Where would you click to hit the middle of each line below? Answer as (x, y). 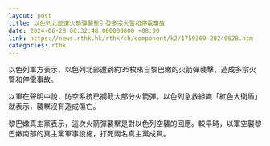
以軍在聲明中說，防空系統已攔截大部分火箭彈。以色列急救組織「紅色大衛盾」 (135, 96)
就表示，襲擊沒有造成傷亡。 (54, 107)
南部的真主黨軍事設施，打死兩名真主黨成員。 (96, 134)
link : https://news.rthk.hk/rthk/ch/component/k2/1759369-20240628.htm (131, 38)
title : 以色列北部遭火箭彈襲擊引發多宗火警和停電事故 (87, 23)
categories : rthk (37, 46)
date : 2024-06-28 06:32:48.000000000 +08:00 (84, 30)
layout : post (30, 16)
